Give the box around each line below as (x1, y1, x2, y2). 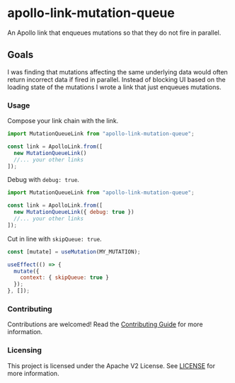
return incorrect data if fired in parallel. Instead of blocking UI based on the (7, 75, 226, 84)
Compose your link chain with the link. (7, 117, 119, 125)
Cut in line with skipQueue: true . (7, 234, 102, 243)
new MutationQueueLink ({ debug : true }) (13, 209, 134, 216)
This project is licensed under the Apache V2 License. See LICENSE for (7, 361, 216, 370)
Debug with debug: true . (7, 176, 80, 184)
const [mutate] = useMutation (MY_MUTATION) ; (7, 248, 141, 256)
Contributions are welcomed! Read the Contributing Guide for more (7, 320, 203, 328)
